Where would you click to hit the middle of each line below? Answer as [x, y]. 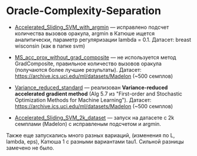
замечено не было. [30, 148]
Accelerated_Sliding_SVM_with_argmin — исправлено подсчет [92, 27]
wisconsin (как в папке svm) [50, 46]
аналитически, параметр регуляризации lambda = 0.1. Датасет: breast [103, 39]
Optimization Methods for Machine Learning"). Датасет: [83, 100]
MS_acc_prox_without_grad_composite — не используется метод [95, 57]
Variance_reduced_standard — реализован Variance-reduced [91, 87]
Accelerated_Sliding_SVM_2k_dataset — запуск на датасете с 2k [94, 117]
